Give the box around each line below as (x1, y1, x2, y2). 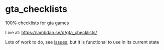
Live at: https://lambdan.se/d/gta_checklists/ (5, 29, 97, 35)
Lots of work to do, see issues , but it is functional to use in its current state (5, 39, 159, 45)
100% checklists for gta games (5, 20, 69, 26)
